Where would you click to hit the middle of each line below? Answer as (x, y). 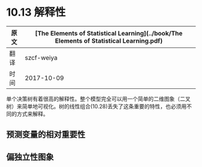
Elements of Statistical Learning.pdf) (109, 41)
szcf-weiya (41, 58)
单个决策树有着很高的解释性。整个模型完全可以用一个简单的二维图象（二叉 (98, 99)
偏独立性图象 (30, 157)
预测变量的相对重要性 (46, 135)
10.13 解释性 (36, 12)
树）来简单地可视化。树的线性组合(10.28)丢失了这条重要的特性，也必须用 (96, 106)
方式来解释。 (32, 114)
